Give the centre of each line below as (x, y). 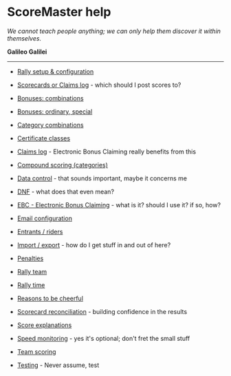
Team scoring (36, 351)
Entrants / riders (40, 231)
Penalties (30, 258)
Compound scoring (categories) (63, 165)
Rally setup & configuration (55, 71)
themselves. (24, 38)
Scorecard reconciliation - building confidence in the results (102, 311)
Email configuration (44, 218)
